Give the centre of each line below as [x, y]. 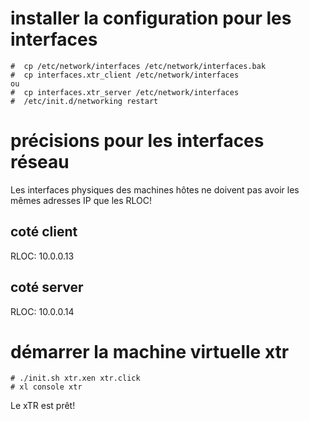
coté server [47, 287]
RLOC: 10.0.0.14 [42, 311]
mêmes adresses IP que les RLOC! [81, 200]
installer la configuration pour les [151, 18]
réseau [40, 162]
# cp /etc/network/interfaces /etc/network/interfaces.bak [138, 66]
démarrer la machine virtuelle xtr [150, 351]
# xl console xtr [46, 387]
